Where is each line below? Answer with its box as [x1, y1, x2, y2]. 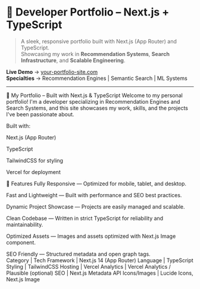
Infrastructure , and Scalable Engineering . [20, 57, 126, 64]
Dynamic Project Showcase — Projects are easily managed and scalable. [6, 203, 186, 210]
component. [6, 238, 36, 246]
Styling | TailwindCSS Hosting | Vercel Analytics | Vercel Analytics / [6, 263, 171, 270]
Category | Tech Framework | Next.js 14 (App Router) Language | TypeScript [6, 256, 193, 264]
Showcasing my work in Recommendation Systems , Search [20, 50, 170, 57]
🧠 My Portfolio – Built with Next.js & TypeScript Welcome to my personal [6, 92, 183, 99]
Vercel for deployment [6, 168, 61, 175]
